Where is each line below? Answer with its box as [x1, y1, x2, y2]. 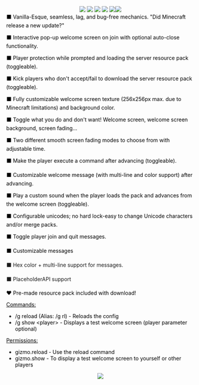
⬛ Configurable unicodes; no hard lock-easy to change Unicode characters [6, 212, 193, 219]
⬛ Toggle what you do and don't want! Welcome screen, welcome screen [6, 116, 188, 123]
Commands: [6, 301, 36, 308]
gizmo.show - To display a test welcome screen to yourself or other [14, 355, 182, 362]
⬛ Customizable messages [6, 247, 74, 254]
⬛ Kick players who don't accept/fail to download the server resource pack [6, 75, 192, 82]
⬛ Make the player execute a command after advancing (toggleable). [6, 157, 177, 164]
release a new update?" [6, 22, 65, 29]
